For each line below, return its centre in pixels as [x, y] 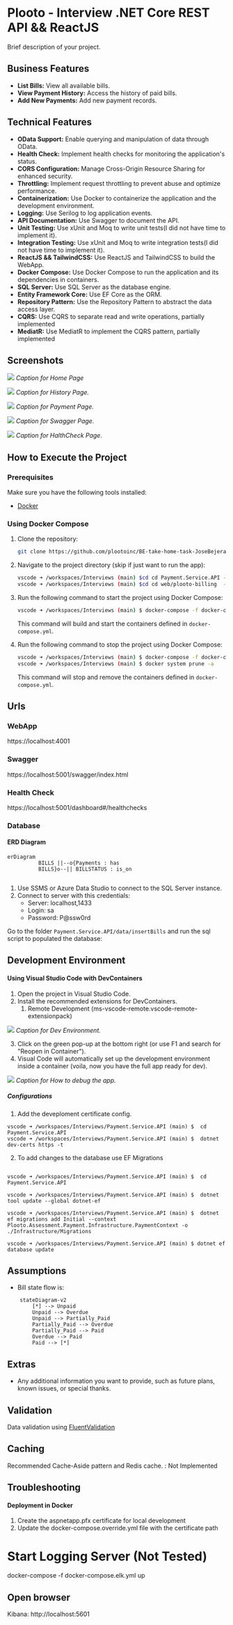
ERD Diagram [27, 842]
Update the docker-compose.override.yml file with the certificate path [118, 1528]
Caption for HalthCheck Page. [59, 436]
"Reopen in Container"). [51, 1051]
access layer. [36, 309]
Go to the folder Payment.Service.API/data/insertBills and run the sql [109, 931]
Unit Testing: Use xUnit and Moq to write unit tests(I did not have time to [121, 228]
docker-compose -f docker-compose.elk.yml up [76, 1576]
